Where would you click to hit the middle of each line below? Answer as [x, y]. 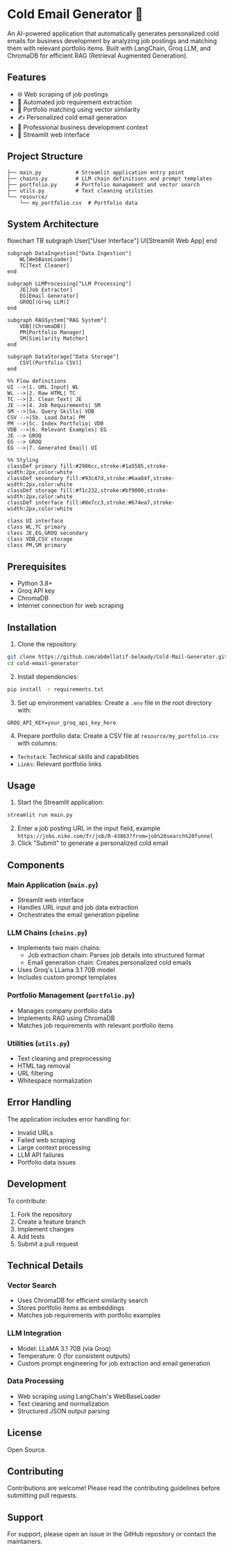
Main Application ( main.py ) [53, 885]
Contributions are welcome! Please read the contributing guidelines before [114, 1488]
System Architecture [53, 224]
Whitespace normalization [54, 1081]
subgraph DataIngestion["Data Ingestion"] [69, 254]
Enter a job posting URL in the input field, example [89, 828]
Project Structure [45, 157]
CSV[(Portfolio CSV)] [51, 363]
